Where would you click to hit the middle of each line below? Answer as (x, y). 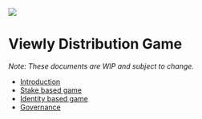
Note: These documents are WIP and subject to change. (101, 66)
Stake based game (51, 90)
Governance (40, 107)
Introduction (40, 81)
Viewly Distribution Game (95, 44)
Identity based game (54, 98)
